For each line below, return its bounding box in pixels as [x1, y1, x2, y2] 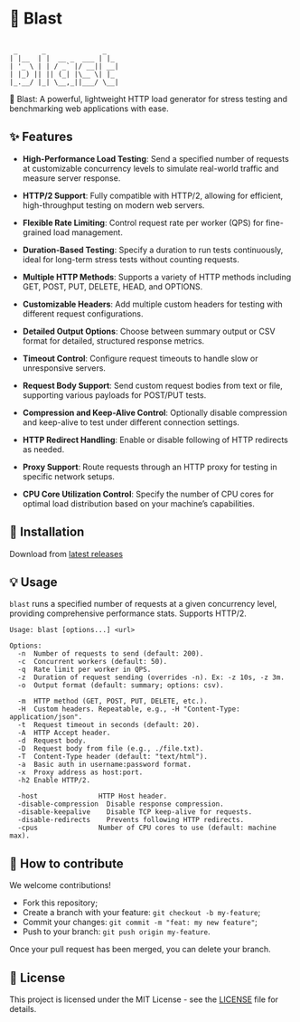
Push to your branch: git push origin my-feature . [22, 926, 211, 937]
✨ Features [9, 129, 73, 145]
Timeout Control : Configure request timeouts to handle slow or [22, 353, 258, 364]
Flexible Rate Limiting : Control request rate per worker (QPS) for [22, 217, 264, 228]
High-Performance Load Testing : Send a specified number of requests [22, 153, 289, 164]
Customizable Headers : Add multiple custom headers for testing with [22, 298, 283, 309]
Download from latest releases [9, 548, 124, 559]
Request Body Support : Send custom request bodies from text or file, [22, 380, 283, 391]
